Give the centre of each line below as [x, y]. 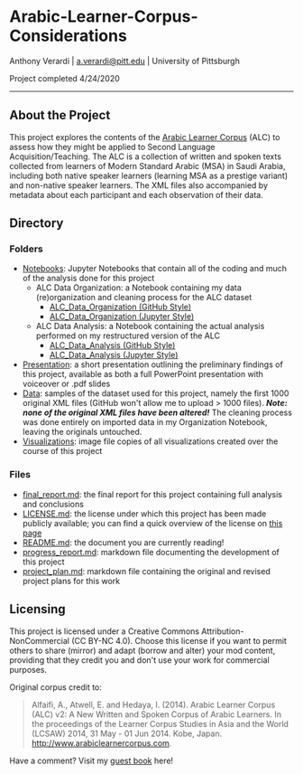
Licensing [37, 609]
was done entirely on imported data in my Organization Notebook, [145, 422]
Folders [26, 249]
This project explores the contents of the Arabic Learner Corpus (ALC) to [145, 137]
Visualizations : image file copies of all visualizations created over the [150, 441]
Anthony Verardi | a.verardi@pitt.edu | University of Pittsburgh [125, 61]
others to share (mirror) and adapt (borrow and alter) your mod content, [142, 650]
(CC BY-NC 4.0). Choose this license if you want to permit [179, 640]
